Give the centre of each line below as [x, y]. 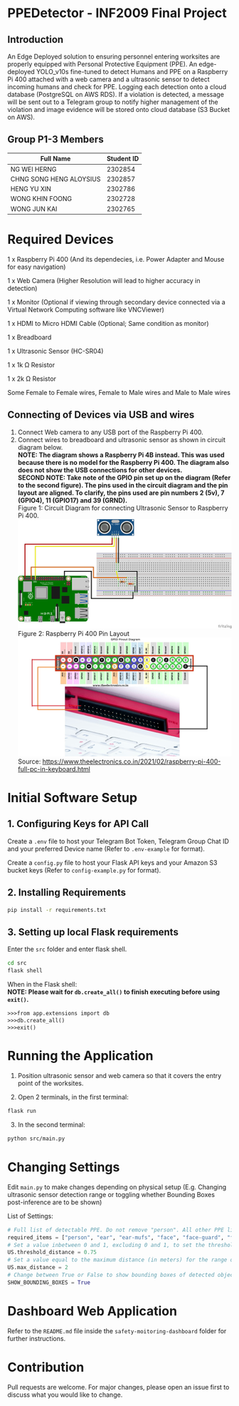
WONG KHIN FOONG [41, 199]
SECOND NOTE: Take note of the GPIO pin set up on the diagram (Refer [124, 477]
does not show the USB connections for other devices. [100, 470]
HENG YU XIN [31, 189]
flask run [22, 1111]
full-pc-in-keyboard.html [54, 769]
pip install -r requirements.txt [57, 910]
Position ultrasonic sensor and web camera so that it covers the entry [119, 1076]
